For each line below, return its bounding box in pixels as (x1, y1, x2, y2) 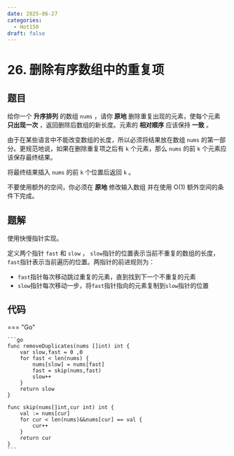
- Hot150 (13, 23, 39, 30)
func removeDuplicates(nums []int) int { (7, 343, 130, 350)
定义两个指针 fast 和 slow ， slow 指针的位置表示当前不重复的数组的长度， (7, 249, 219, 258)
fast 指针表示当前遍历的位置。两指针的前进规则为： (7, 258, 156, 266)
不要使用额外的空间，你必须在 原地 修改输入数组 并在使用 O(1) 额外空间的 (7, 183, 219, 191)
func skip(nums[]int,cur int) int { (7, 403, 114, 410)
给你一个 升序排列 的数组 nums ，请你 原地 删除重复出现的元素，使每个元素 (7, 112, 221, 120)
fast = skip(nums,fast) (32, 367, 102, 374)
